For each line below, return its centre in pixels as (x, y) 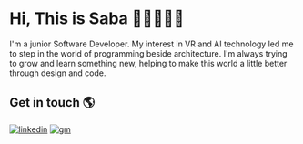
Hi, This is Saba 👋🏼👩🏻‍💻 (97, 19)
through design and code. (58, 73)
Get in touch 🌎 (52, 103)
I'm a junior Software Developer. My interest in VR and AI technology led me (151, 44)
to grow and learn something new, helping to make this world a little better (148, 63)
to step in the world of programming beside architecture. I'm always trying (149, 53)
